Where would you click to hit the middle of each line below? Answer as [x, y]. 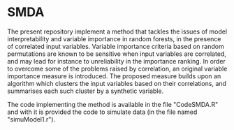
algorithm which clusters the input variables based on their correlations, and [117, 83]
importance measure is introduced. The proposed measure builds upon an [114, 76]
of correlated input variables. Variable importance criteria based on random [116, 46]
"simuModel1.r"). [31, 119]
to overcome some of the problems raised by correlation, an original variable [117, 68]
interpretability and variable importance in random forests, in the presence [114, 38]
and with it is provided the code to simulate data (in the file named [102, 112]
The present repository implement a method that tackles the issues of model [117, 31]
